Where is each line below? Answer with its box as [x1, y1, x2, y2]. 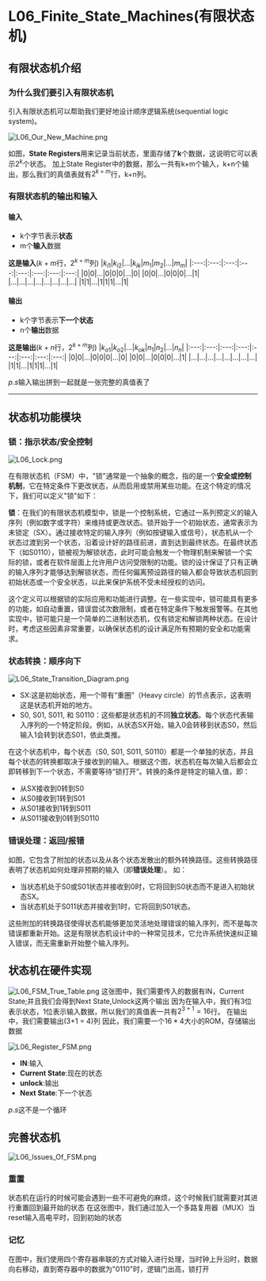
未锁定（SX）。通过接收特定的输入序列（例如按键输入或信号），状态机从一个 [8, 528, 253, 537]
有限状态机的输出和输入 [8, 191, 97, 202]
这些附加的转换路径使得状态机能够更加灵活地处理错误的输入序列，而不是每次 [8, 918, 258, 928]
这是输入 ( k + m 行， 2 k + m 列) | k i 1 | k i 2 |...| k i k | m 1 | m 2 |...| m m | [8, 257, 188, 270]
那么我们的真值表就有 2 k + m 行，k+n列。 [21, 167, 151, 179]
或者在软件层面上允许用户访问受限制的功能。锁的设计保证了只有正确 [35, 557, 258, 567]
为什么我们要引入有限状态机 [8, 87, 114, 98]
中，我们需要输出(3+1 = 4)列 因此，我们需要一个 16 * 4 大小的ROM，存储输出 [8, 1017, 256, 1026]
